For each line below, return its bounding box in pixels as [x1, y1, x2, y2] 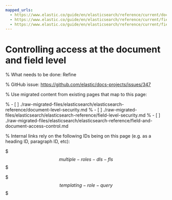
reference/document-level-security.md [5, 107, 88, 113]
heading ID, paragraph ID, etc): [5, 139, 70, 145]
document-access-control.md [5, 123, 69, 129]
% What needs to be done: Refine [5, 72, 77, 78]
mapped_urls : [5, 7, 33, 13]
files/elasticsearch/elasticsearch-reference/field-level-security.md [5, 112, 146, 118]
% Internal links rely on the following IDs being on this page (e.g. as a [5, 133, 152, 139]
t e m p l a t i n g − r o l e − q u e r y [59, 182, 113, 188]
